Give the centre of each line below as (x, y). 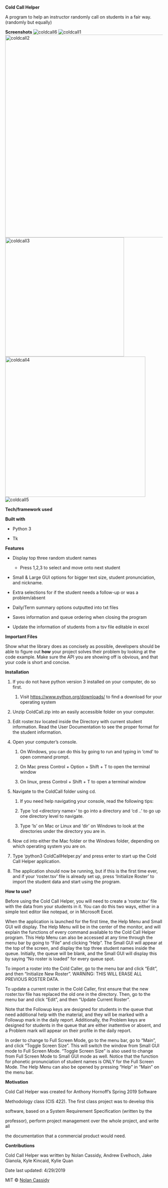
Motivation (17, 1082)
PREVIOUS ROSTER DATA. (32, 979)
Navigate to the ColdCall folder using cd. (54, 791)
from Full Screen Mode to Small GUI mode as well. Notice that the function (82, 1056)
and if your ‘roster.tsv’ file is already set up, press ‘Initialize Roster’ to (83, 876)
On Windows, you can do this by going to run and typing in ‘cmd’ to (89, 751)
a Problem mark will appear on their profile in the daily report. (68, 1031)
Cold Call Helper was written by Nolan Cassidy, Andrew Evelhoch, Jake (78, 1155)
